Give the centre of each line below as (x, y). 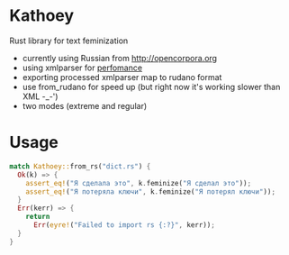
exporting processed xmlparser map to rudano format (122, 77)
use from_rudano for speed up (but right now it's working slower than (151, 87)
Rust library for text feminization (69, 41)
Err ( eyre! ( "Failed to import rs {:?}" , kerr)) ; (124, 225)
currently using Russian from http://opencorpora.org (120, 58)
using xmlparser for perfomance (82, 68)
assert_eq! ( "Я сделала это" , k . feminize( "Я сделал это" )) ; (139, 183)
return (38, 217)
